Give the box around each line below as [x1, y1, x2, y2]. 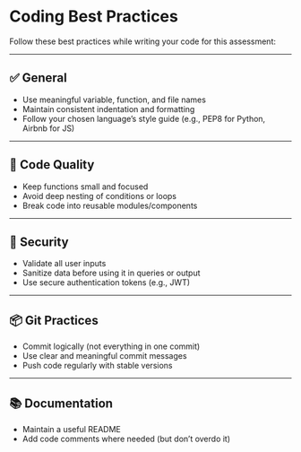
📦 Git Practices [9, 312, 99, 328]
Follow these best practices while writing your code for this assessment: [9, 36, 276, 47]
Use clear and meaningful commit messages [21, 351, 187, 361]
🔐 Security [9, 234, 69, 249]
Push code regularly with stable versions [21, 361, 173, 371]
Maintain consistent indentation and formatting [21, 103, 195, 114]
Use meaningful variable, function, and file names [21, 94, 206, 105]
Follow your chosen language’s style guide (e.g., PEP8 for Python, [21, 113, 266, 124]
